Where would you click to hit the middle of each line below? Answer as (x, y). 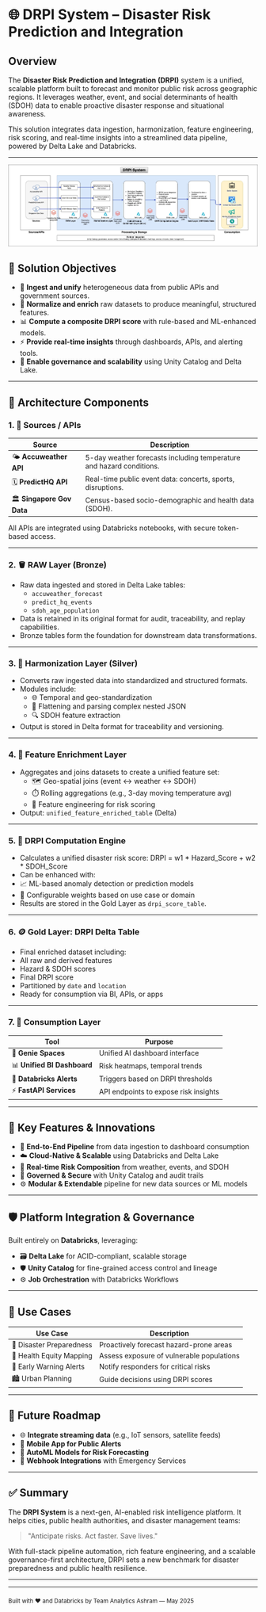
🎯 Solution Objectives (63, 268)
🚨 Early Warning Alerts (48, 1367)
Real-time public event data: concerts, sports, (160, 479)
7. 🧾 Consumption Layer (55, 1022)
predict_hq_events (62, 603)
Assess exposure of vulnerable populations (169, 1356)
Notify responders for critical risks (154, 1367)
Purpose (160, 1042)
